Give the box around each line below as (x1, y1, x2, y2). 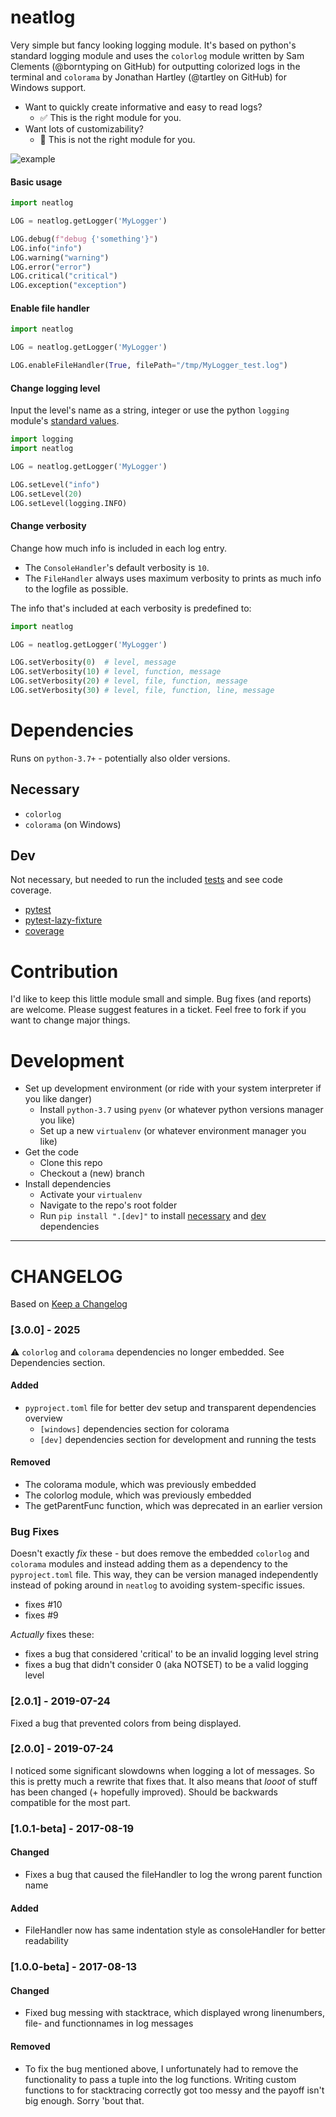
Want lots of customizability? (24, 122, 144, 135)
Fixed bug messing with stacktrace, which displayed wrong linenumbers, (24, 2007, 326, 2019)
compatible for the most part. (10, 1796, 131, 1808)
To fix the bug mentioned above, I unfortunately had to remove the (24, 2062, 299, 2075)
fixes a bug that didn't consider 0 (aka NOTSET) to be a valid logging (24, 1659, 309, 1671)
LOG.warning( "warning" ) (10, 252, 110, 263)
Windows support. (10, 81, 87, 93)
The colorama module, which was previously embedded (24, 1478, 257, 1490)
